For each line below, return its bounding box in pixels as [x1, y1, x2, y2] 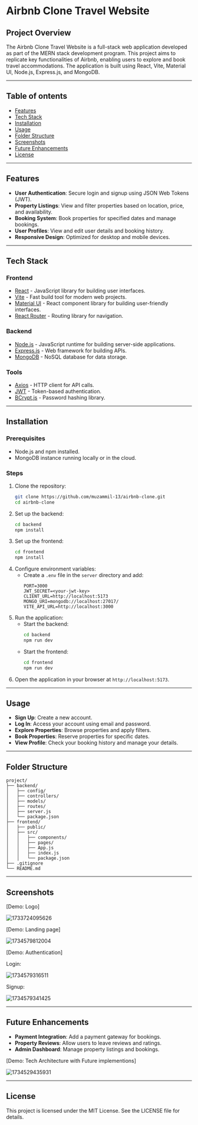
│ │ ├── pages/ [6, 840, 54, 846]
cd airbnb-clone [14, 499, 55, 505]
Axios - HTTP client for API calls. [14, 381, 94, 388]
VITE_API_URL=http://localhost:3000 [23, 604, 114, 610]
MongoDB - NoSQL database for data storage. [14, 353, 128, 360]
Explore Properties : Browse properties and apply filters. [14, 727, 151, 734]
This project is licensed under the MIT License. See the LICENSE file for [6, 1107, 180, 1114]
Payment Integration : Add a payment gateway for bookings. [14, 1033, 161, 1040]
